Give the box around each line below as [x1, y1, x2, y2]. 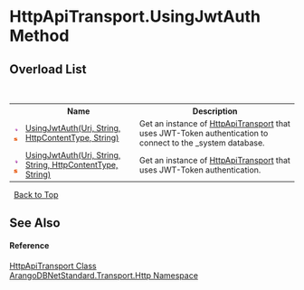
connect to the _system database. [138, 137, 265, 148]
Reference [9, 240, 50, 251]
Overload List [9, 61, 87, 77]
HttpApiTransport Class [9, 260, 97, 272]
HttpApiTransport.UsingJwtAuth [9, 6, 261, 27]
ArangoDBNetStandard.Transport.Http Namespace [9, 270, 199, 281]
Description [192, 106, 238, 117]
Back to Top [13, 189, 59, 200]
